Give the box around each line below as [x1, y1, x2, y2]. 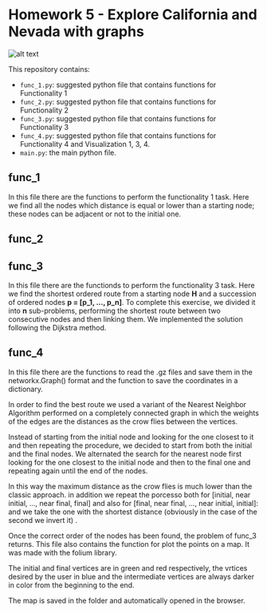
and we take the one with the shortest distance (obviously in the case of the [8, 507, 257, 516]
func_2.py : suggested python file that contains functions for [19, 97, 217, 106]
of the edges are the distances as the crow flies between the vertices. [8, 417, 238, 426]
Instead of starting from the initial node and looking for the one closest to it [8, 432, 254, 441]
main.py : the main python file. [19, 148, 117, 157]
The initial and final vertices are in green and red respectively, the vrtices [8, 563, 248, 572]
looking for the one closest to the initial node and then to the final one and [8, 457, 251, 467]
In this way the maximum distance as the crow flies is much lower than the [8, 481, 253, 491]
